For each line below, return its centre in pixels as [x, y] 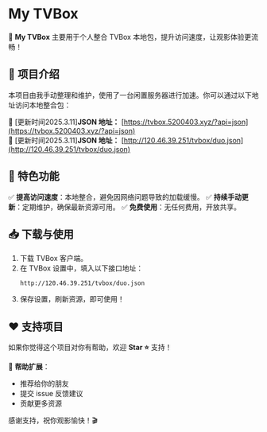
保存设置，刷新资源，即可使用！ [72, 299]
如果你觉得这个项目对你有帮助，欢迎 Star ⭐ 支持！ [90, 348]
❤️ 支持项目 [36, 327]
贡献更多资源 [41, 403]
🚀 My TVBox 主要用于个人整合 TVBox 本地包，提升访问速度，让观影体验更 [130, 37]
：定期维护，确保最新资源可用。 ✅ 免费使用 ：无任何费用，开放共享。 [128, 207]
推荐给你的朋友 [44, 383]
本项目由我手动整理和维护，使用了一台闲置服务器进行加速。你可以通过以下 [130, 95]
